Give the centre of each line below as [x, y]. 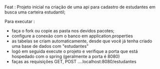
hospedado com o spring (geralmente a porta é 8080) [66, 56]
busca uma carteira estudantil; [35, 12]
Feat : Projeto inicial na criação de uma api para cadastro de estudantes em [80, 7]
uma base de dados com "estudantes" [50, 46]
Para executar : [20, 21]
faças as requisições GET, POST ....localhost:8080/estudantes [74, 62]
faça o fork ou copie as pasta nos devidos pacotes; [63, 31]
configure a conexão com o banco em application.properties [72, 36]
